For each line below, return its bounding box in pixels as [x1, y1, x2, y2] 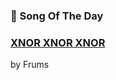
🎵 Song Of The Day [10, 9, 104, 23]
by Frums [10, 59, 50, 71]
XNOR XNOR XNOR [10, 35, 106, 49]
